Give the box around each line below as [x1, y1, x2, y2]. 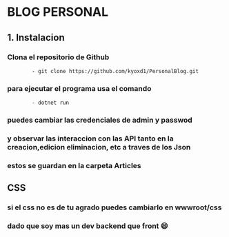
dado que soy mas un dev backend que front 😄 [7, 221, 168, 231]
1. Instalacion [7, 32, 65, 43]
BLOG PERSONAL [7, 4, 109, 20]
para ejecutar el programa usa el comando [7, 83, 152, 93]
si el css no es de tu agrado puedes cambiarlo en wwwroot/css [7, 203, 222, 212]
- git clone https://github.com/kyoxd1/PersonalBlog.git [32, 68, 199, 74]
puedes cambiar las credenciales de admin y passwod [7, 115, 193, 125]
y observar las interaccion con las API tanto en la [7, 134, 174, 143]
